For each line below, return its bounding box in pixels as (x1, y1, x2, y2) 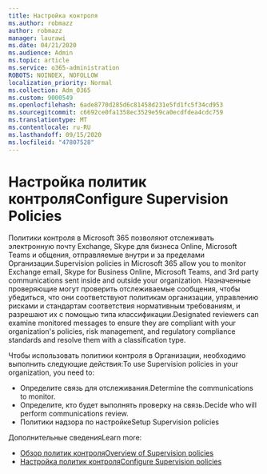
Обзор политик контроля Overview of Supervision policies (19, 448, 214, 458)
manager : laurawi (8, 34, 66, 42)
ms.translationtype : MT (8, 116, 88, 124)
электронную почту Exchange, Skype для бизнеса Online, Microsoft (8, 242, 237, 251)
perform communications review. (19, 409, 130, 419)
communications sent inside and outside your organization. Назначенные (8, 275, 252, 285)
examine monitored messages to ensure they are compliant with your (8, 318, 236, 328)
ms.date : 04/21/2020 (8, 42, 78, 50)
